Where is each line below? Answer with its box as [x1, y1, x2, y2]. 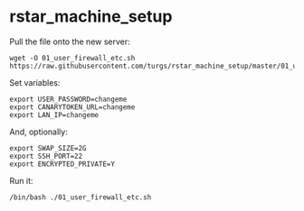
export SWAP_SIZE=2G [9, 143, 88, 152]
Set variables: [9, 77, 61, 87]
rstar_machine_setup [9, 6, 173, 27]
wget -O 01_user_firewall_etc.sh [9, 53, 136, 62]
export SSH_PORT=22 [9, 151, 83, 161]
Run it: [9, 175, 33, 186]
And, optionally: [9, 126, 68, 137]
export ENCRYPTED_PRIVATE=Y [9, 160, 116, 169]
